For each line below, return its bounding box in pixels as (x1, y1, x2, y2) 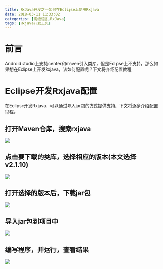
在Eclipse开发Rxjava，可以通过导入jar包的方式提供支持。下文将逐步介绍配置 (5, 103, 158, 109)
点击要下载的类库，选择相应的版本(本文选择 (5, 153, 136, 161)
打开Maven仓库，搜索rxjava (5, 124, 91, 133)
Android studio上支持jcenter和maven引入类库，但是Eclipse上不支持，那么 (5, 61, 154, 67)
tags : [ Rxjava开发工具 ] (5, 21, 50, 26)
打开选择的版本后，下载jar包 (5, 189, 91, 197)
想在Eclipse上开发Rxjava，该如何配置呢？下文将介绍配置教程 (9, 67, 132, 72)
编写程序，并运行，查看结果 (5, 246, 89, 254)
